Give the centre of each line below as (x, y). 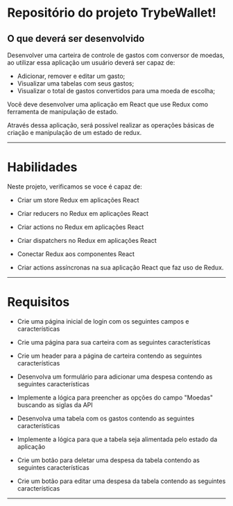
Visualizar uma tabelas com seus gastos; (76, 84)
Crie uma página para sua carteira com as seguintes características (114, 342)
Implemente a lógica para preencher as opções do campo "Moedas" (115, 397)
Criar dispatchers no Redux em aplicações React (87, 240)
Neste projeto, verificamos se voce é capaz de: (75, 187)
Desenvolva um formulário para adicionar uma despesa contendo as (115, 377)
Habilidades (42, 167)
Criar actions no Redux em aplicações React (80, 227)
